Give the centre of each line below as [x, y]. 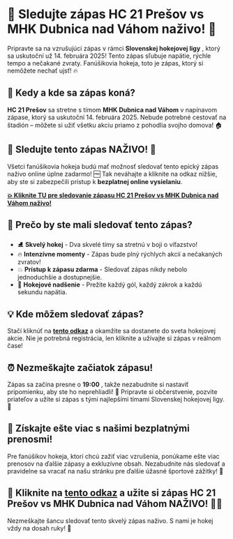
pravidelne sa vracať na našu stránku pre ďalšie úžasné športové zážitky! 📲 [115, 471]
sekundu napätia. [42, 292]
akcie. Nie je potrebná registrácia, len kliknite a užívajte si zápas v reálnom [114, 338]
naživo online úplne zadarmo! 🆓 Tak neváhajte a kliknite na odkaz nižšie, [112, 174]
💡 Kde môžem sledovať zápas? [76, 314]
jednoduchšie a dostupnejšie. [60, 278]
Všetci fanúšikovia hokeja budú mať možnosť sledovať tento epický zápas [113, 166]
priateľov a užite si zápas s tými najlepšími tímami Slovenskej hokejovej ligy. [116, 399]
